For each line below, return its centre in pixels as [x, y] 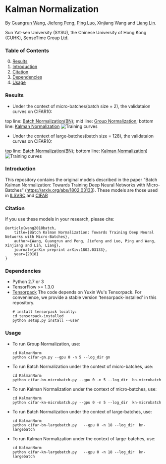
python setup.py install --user [46, 321]
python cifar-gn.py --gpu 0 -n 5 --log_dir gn [61, 357]
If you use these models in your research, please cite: [60, 219]
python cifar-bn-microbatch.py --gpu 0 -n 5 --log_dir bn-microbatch [87, 380]
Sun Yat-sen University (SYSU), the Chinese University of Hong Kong [76, 32]
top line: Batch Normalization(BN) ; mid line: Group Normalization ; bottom [79, 121]
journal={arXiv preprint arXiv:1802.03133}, [61, 250]
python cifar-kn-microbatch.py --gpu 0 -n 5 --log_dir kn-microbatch [87, 403]
